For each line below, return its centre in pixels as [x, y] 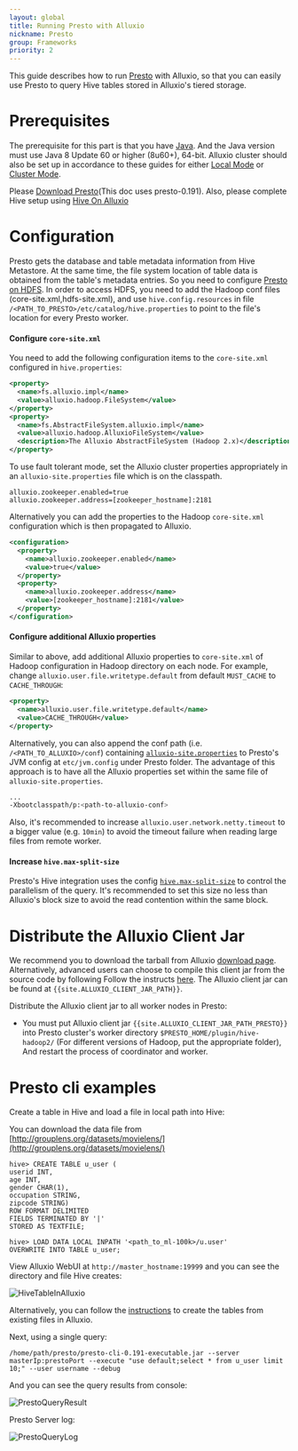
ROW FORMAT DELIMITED [49, 1211]
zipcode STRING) [39, 1204]
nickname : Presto [41, 34]
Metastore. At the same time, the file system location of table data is [134, 271]
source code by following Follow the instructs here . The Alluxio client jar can [149, 979]
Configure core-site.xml [55, 338]
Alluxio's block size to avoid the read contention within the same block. [139, 900]
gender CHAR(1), [39, 1188]
